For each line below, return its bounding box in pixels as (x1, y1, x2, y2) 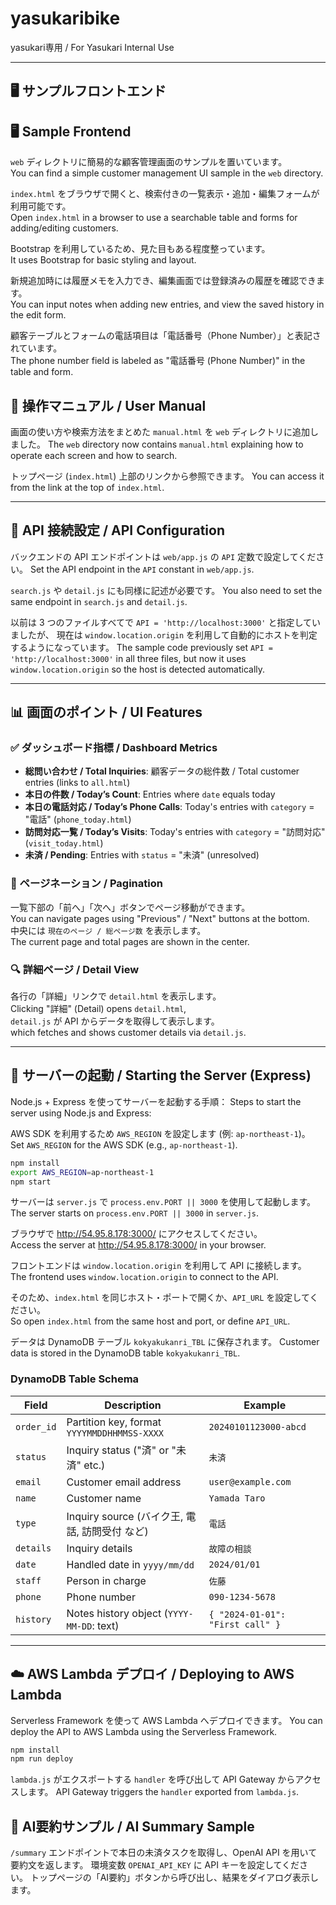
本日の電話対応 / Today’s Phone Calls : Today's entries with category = (24, 801, 315, 813)
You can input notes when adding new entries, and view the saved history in (10, 298, 325, 311)
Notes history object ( (66, 1606, 168, 1620)
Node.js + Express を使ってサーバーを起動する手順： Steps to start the (10, 1095, 302, 1107)
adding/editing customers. (10, 222, 119, 234)
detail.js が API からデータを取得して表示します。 (10, 1015, 220, 1027)
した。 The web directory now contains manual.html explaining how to (18, 438, 304, 450)
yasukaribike (10, 7, 121, 30)
